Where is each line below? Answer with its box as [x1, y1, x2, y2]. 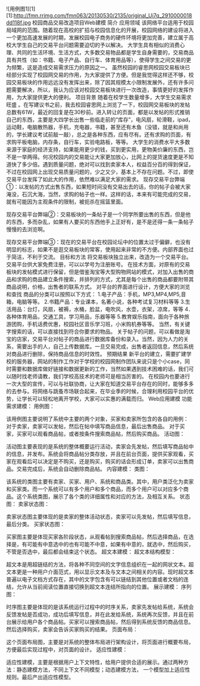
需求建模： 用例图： [6, 402, 55, 410]
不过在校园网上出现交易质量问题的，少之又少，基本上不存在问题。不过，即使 [6, 168, 194, 175]
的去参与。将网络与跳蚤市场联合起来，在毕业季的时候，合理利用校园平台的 [6, 387, 189, 395]
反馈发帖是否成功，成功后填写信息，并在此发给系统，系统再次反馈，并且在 [6, 611, 189, 618]
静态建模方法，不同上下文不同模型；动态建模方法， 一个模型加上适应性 [16, 666, 190, 673]
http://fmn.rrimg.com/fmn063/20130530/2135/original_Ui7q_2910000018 [13, 12, 192, 19]
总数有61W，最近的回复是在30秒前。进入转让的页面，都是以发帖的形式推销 [6, 109, 190, 115]
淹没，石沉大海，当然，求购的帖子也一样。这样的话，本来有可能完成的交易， [6, 190, 194, 198]
